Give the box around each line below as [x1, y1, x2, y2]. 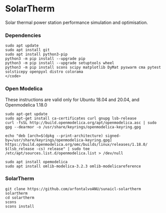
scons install [5, 204, 35, 209]
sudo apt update [5, 43, 39, 48]
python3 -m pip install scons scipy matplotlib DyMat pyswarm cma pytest [5, 65, 162, 70]
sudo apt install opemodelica [5, 159, 68, 164]
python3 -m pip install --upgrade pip [5, 56, 85, 61]
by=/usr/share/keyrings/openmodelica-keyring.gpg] [5, 137, 112, 142]
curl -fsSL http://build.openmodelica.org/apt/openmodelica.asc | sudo [5, 120, 157, 125]
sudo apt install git [5, 48, 50, 53]
